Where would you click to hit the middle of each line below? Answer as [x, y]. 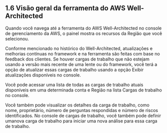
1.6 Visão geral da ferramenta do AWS [65, 8]
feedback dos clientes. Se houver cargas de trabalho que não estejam [77, 59]
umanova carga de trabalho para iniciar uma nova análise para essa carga [81, 121]
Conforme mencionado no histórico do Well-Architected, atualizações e [79, 48]
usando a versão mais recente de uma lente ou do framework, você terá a [81, 64]
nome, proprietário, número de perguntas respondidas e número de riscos [82, 110]
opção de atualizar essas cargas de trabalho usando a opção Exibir [74, 69]
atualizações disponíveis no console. [43, 75]
